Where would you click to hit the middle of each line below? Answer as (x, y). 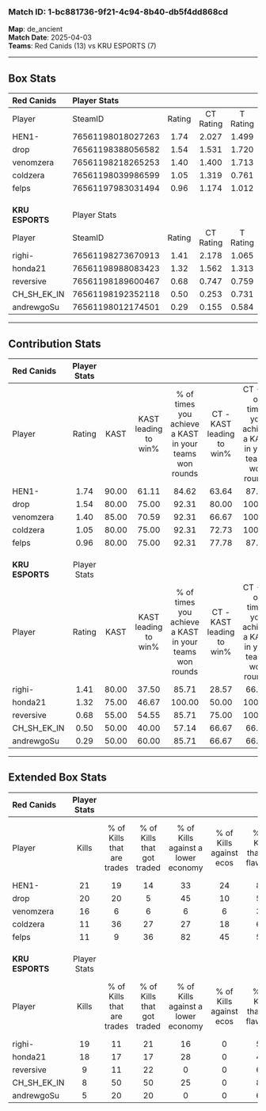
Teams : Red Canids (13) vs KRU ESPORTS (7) (82, 46)
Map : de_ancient (36, 29)
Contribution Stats (55, 344)
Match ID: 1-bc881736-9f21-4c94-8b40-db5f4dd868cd (118, 12)
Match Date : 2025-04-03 (50, 37)
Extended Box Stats (57, 778)
